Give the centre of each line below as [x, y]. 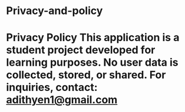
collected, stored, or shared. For [86, 75]
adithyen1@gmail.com [62, 100]
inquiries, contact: [52, 88]
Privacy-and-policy [54, 11]
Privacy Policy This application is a [93, 38]
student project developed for [81, 50]
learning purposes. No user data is [92, 62]
